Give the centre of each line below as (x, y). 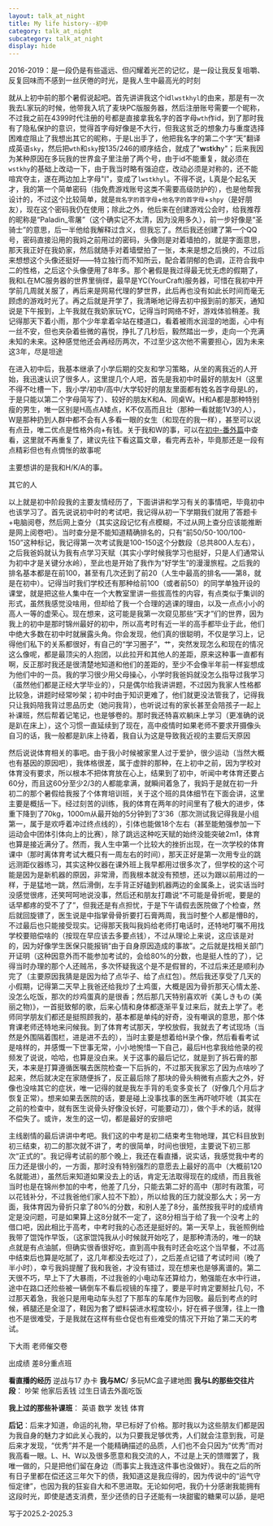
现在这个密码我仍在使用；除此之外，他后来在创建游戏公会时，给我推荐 (143, 210)
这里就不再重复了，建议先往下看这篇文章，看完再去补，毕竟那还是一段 (140, 440)
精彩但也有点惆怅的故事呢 (58, 450)
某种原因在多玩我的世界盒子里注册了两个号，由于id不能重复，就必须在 (132, 158)
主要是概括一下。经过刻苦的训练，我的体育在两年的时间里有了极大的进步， (133, 804)
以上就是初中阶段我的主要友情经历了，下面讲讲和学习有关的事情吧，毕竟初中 (136, 502)
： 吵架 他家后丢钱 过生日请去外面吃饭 (79, 1391)
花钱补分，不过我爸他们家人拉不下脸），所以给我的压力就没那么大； (127, 1197)
